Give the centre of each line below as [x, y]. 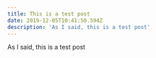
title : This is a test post [49, 14]
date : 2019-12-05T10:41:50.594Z [55, 21]
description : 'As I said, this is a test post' [79, 27]
